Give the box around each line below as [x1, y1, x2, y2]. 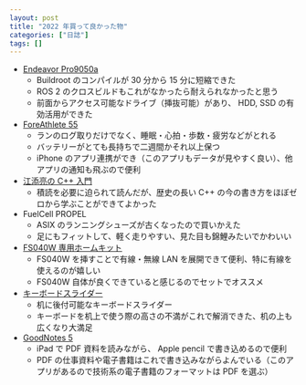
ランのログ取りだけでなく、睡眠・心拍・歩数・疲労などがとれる [36, 130, 277, 141]
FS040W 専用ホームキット [22, 243, 123, 254]
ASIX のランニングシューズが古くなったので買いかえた [36, 220, 241, 231]
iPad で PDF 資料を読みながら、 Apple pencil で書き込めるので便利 [36, 343, 288, 354]
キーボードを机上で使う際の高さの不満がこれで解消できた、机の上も [36, 311, 293, 322]
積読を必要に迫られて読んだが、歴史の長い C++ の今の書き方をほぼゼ [36, 187, 298, 198]
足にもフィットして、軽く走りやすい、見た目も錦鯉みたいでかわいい [36, 231, 292, 242]
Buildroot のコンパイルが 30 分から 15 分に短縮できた [36, 75, 236, 86]
